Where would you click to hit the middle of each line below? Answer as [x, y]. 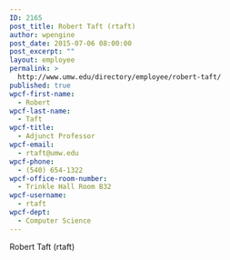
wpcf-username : [38, 195]
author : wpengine [42, 35]
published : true [40, 85]
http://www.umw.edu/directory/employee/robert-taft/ [120, 77]
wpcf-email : [32, 145]
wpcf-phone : [32, 161]
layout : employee [42, 60]
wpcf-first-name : [42, 94]
